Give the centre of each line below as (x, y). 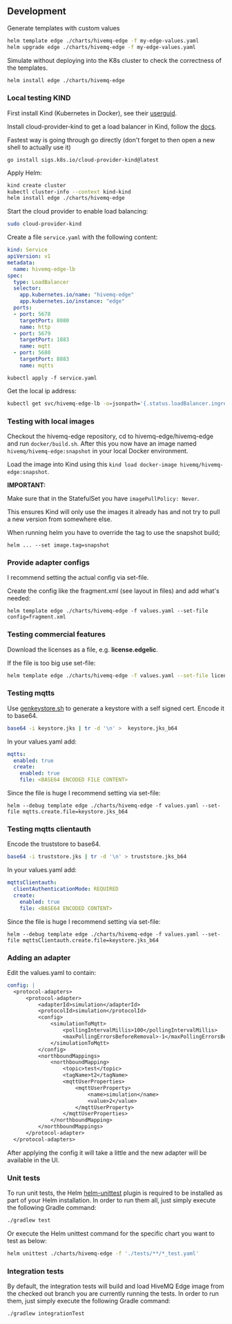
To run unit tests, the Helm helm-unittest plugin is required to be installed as (115, 1193)
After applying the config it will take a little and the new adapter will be (107, 1153)
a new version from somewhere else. (60, 519)
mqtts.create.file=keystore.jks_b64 (75, 812)
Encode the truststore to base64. (54, 844)
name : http (35, 327)
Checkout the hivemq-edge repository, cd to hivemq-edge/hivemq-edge (110, 436)
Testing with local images (51, 421)
